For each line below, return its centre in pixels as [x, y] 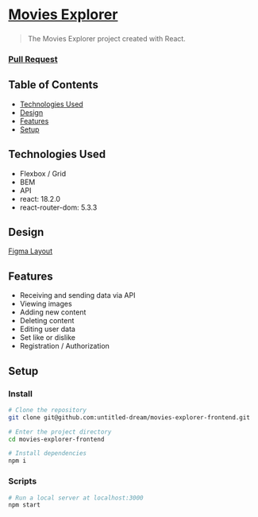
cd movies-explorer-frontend [56, 439]
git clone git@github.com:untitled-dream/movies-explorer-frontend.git [129, 417]
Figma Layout [31, 251]
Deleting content [47, 321]
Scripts [23, 481]
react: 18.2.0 [40, 199]
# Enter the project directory [60, 432]
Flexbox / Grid [42, 173]
